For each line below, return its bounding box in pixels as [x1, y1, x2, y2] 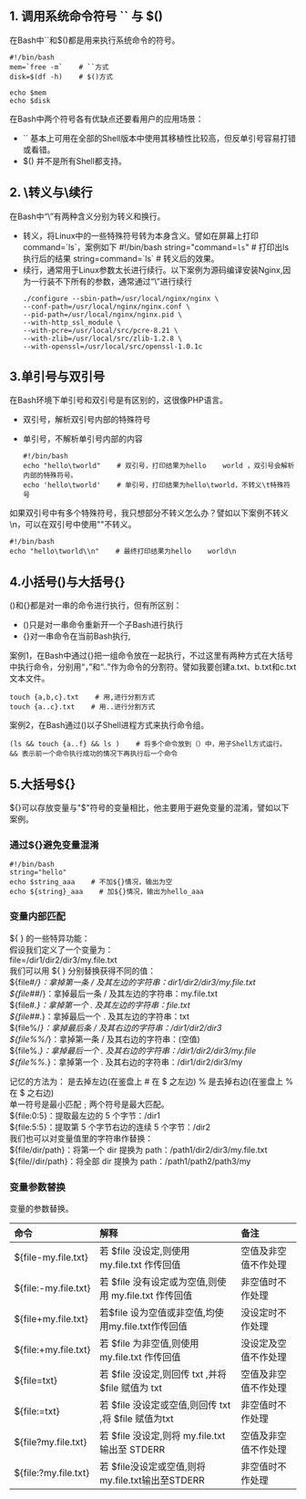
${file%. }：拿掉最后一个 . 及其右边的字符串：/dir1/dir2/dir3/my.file [9, 1045, 257, 1056]
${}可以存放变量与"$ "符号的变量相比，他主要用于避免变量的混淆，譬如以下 [9, 802, 290, 814]
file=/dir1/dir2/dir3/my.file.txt [9, 954, 117, 965]
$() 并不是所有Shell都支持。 [22, 155, 127, 166]
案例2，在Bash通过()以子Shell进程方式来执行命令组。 [9, 720, 209, 731]
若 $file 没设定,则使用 [99, 1244, 190, 1257]
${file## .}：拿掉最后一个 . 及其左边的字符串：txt [9, 1011, 189, 1022]
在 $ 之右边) [9, 1087, 55, 1098]
